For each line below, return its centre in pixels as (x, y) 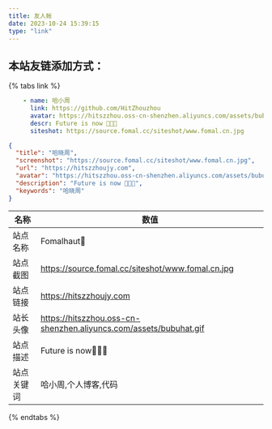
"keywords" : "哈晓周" (50, 191)
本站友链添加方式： (56, 66)
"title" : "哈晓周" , (47, 153)
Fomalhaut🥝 (63, 241)
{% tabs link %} (34, 86)
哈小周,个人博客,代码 (79, 384)
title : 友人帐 (30, 16)
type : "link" (30, 31)
